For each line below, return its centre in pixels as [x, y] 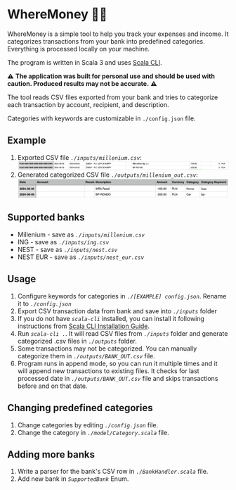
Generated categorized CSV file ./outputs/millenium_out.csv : [107, 175]
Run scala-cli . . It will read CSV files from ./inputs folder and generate [123, 333]
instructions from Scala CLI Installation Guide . [83, 326]
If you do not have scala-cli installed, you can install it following [111, 318]
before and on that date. [52, 386]
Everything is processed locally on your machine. [78, 49]
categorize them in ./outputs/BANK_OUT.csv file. [86, 356]
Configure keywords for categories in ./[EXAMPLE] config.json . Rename [122, 296]
